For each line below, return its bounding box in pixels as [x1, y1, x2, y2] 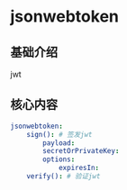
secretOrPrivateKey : [42, 147, 120, 156]
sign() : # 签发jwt [26, 130, 93, 139]
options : [42, 155, 76, 164]
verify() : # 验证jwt [26, 172, 101, 181]
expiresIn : [58, 164, 100, 173]
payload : [42, 138, 76, 148]
